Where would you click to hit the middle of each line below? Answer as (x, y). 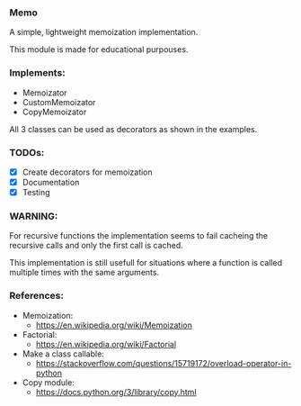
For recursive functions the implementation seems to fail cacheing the (139, 236)
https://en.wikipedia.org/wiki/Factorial (106, 344)
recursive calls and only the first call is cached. (97, 246)
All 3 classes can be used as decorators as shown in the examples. (133, 129)
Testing (36, 193)
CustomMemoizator (59, 102)
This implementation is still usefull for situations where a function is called (146, 263)
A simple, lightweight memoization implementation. (104, 32)
